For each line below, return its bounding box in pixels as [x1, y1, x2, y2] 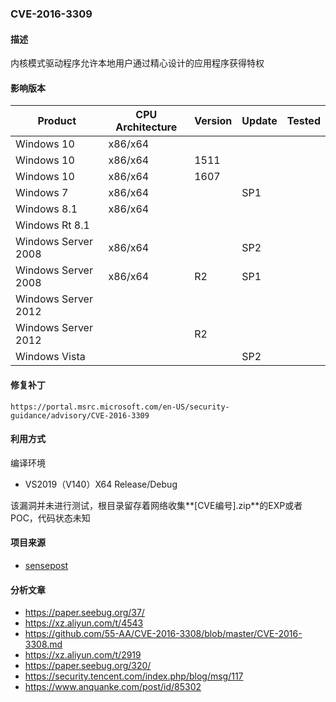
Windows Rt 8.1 [15, 218, 90, 232]
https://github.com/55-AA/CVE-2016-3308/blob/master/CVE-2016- [24, 628, 303, 640]
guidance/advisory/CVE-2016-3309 [10, 410, 150, 421]
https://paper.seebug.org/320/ [24, 660, 152, 672]
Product [37, 114, 77, 128]
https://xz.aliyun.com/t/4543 [24, 617, 144, 629]
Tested [286, 114, 321, 128]
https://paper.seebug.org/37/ [24, 607, 145, 619]
